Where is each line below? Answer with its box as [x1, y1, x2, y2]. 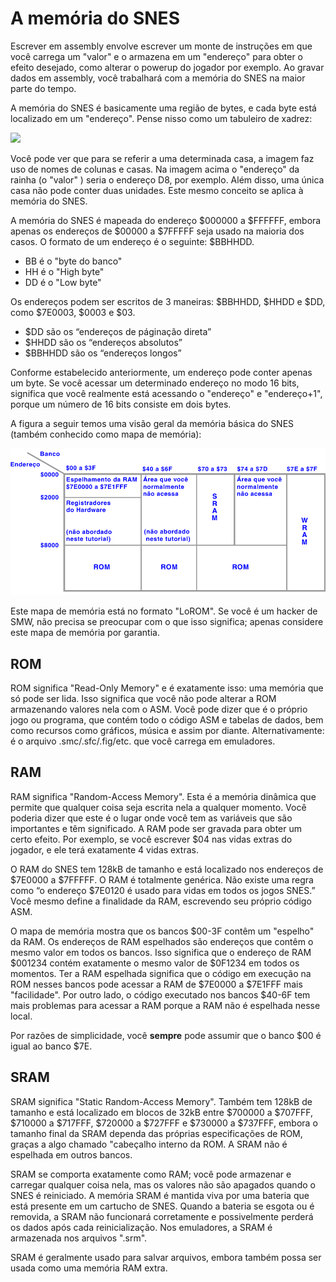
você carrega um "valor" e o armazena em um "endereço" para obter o [10, 50, 303, 62]
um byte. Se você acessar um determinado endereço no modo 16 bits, [10, 377, 300, 389]
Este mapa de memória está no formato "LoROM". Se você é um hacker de [10, 605, 318, 617]
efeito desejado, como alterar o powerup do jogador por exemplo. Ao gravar [10, 61, 325, 73]
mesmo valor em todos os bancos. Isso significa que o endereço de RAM [10, 946, 312, 958]
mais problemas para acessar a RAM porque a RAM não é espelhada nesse [10, 999, 321, 1011]
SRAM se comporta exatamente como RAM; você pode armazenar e [10, 1168, 292, 1180]
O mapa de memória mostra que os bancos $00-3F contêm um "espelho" [10, 925, 315, 937]
